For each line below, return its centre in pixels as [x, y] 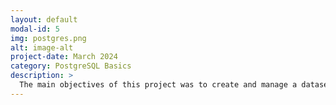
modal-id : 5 [35, 29]
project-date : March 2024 [64, 57]
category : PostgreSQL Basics [71, 66]
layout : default [44, 19]
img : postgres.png [48, 38]
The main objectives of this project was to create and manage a [158, 85]
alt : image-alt [42, 47]
